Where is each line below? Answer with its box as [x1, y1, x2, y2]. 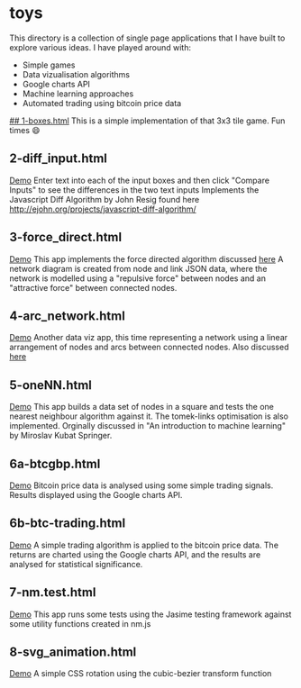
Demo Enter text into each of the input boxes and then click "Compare [9, 175, 270, 186]
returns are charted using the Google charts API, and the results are [9, 548, 261, 560]
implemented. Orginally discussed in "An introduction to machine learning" [9, 421, 287, 431]
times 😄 [9, 124, 41, 135]
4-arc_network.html [9, 308, 126, 323]
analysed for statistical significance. [9, 558, 143, 569]
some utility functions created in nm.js [9, 618, 151, 629]
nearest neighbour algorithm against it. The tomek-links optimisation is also [9, 411, 288, 421]
